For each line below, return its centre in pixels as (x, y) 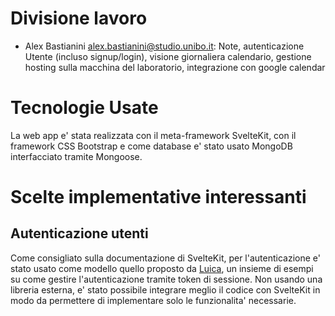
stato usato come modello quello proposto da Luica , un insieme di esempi (162, 268)
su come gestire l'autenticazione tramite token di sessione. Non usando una (166, 279)
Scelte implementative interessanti (158, 197)
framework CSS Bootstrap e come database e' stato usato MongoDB (151, 146)
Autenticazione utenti (79, 233)
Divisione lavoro (79, 18)
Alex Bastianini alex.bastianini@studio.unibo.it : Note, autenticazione (164, 46)
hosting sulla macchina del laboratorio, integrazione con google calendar (175, 67)
